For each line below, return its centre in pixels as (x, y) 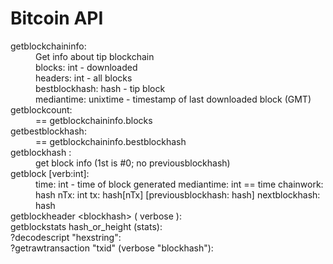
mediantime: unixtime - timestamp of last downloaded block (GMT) (173, 99)
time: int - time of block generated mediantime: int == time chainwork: (179, 184)
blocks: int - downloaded (86, 67)
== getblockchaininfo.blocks (94, 120)
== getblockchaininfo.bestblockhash (111, 141)
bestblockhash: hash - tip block (100, 88)
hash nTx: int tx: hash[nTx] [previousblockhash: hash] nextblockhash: (178, 194)
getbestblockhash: (48, 131)
